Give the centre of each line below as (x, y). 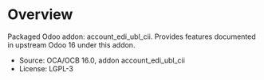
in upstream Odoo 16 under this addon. (71, 44)
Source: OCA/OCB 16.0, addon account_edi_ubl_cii (102, 60)
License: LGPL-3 (46, 68)
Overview (40, 15)
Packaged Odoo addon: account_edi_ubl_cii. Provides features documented (132, 36)
